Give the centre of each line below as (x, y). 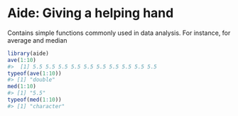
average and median (37, 40)
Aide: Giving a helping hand (91, 13)
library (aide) (28, 53)
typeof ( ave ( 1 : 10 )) (34, 73)
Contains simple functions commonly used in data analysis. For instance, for (119, 33)
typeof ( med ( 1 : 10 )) (34, 100)
